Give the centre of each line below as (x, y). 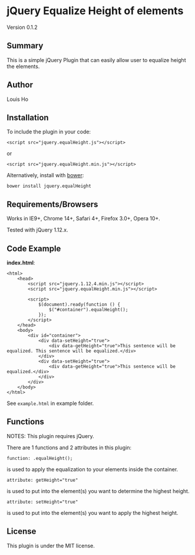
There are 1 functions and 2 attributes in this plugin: (69, 448)
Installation (28, 117)
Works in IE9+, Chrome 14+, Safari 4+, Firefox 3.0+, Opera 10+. (84, 218)
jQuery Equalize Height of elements (95, 11)
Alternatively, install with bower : (45, 175)
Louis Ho (18, 99)
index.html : (21, 263)
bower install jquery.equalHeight (49, 186)
